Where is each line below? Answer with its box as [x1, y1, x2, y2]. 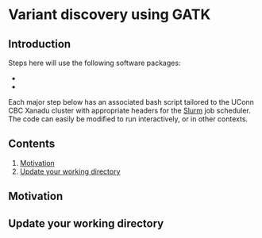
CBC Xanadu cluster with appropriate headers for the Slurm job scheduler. [8, 106, 252, 115]
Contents [8, 137, 56, 151]
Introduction [8, 37, 71, 51]
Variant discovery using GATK [8, 6, 211, 24]
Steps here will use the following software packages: [8, 58, 181, 67]
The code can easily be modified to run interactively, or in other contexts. [8, 114, 249, 124]
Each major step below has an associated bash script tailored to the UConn [8, 98, 254, 106]
